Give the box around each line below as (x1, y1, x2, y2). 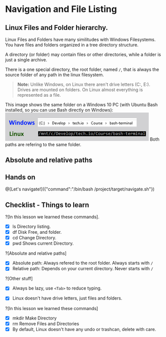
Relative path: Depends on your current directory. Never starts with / (12, 266, 154, 272)
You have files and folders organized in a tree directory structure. (5, 42, 139, 48)
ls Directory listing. (12, 223, 51, 230)
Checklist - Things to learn (5, 200, 89, 209)
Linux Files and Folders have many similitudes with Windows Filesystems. (5, 36, 156, 42)
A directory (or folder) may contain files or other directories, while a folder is (5, 51, 162, 57)
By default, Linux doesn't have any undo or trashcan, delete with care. (12, 326, 157, 332)
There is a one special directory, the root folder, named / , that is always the (5, 66, 160, 72)
